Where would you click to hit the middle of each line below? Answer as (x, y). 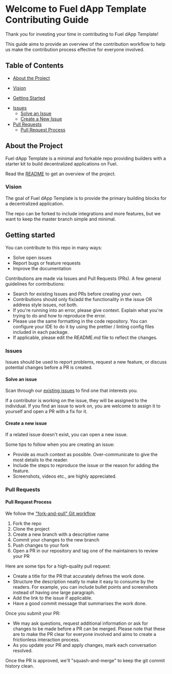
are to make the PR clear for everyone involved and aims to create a (84, 634)
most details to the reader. (40, 460)
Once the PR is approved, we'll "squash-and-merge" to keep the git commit (85, 660)
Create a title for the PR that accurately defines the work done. (79, 576)
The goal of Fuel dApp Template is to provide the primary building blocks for (86, 198)
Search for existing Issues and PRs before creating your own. (78, 294)
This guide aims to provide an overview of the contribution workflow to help (85, 44)
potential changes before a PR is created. (49, 367)
